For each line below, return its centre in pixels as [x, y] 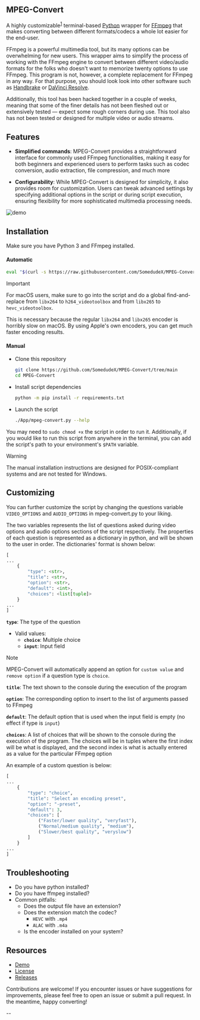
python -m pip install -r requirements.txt [70, 398]
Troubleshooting [38, 873]
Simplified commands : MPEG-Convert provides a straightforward [96, 151]
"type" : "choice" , [50, 793]
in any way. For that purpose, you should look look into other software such [99, 81]
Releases [26, 978]
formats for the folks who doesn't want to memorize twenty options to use [97, 69]
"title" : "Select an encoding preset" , [77, 798]
